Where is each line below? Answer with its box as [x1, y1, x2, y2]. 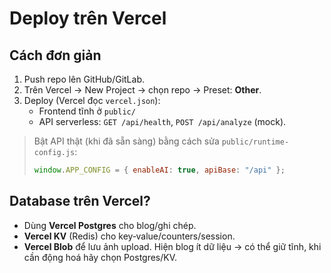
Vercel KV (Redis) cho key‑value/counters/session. [23, 230, 236, 242]
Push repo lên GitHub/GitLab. [23, 73, 146, 85]
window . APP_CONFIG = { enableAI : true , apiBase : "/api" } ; [33, 165, 286, 175]
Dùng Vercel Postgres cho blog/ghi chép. [23, 219, 197, 231]
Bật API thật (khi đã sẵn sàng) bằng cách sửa [33, 135, 220, 147]
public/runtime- [221, 137, 290, 147]
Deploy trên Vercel [9, 7, 167, 30]
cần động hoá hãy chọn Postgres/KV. [23, 251, 178, 263]
